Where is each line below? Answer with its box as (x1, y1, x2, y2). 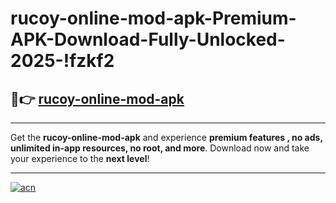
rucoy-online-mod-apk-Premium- (10, 7, 297, 30)
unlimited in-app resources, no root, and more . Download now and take (10, 142, 310, 154)
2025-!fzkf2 (10, 50, 115, 72)
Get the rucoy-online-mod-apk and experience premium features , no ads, (10, 132, 323, 143)
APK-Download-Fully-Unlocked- (10, 28, 286, 51)
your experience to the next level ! (10, 153, 150, 164)
